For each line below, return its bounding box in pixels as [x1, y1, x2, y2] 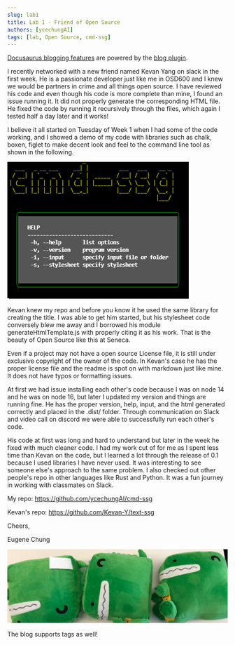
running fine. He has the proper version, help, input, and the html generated [7, 400, 225, 408]
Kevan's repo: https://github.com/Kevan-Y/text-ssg [7, 508, 155, 517]
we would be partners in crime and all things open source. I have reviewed [7, 82, 222, 91]
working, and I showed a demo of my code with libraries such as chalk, [7, 133, 212, 142]
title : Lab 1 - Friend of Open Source [7, 18, 120, 26]
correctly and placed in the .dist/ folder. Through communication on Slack [7, 408, 220, 416]
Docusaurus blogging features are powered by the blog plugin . [7, 53, 188, 62]
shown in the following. [7, 148, 74, 157]
